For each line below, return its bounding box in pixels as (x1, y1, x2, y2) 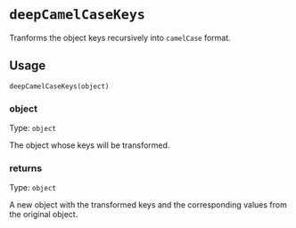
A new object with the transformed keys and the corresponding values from (9, 199, 287, 210)
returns (9, 162, 43, 175)
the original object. (9, 209, 78, 220)
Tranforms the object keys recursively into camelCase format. (9, 32, 232, 43)
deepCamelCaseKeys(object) (9, 82, 110, 91)
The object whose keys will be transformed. (9, 140, 170, 151)
